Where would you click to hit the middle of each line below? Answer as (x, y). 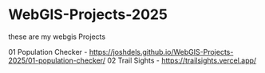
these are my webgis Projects (57, 36)
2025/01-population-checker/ (57, 60)
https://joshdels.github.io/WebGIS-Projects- (161, 52)
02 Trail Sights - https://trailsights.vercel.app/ (182, 60)
